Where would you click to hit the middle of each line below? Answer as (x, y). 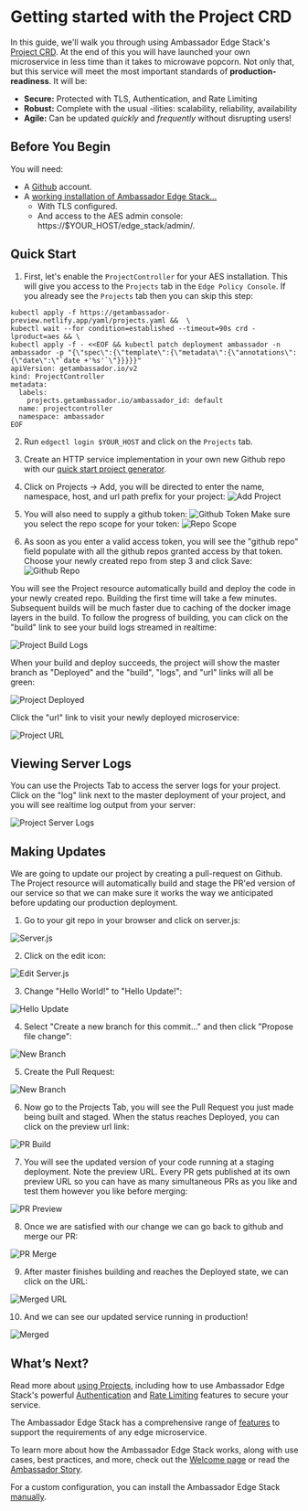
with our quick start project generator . (95, 469)
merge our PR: (51, 1237)
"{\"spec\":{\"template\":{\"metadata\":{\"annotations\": (183, 352)
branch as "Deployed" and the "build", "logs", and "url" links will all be (142, 672)
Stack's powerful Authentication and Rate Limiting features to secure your (149, 1395)
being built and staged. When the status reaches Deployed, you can (151, 1117)
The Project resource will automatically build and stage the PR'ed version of (153, 883)
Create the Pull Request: (69, 1072)
